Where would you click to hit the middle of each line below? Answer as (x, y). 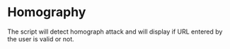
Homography (47, 12)
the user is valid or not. (41, 38)
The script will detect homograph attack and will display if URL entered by (115, 31)
